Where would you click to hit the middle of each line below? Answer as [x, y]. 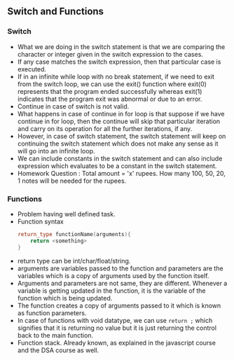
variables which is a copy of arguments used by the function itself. [113, 275]
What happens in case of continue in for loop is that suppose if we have [121, 113]
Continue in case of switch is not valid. [73, 106]
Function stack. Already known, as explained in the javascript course [116, 342]
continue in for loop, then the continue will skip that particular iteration [119, 121]
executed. [32, 69]
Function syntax [41, 221]
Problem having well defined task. [66, 214]
